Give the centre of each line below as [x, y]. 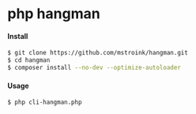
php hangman [54, 14]
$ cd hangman [29, 60]
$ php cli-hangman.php [45, 103]
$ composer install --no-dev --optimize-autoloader [94, 68]
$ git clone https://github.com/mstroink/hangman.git [98, 53]
